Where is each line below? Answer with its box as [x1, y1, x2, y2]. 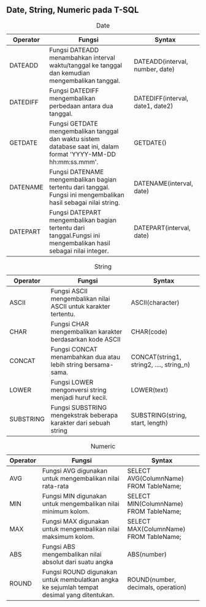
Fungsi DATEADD [48, 45, 99, 54]
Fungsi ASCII [50, 286, 88, 295]
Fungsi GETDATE [48, 119, 98, 128]
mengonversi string [50, 386, 107, 394]
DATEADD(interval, [134, 57, 188, 66]
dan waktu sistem [48, 134, 100, 143]
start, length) [131, 418, 169, 427]
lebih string [50, 360, 83, 368]
